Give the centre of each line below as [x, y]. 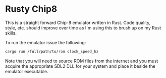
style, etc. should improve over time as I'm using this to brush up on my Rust [83, 27]
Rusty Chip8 [31, 9]
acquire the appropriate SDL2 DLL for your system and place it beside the [80, 66]
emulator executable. [27, 71]
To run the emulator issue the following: [46, 42]
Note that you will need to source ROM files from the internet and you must [82, 61]
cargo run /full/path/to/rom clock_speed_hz [52, 52]
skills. [11, 33]
